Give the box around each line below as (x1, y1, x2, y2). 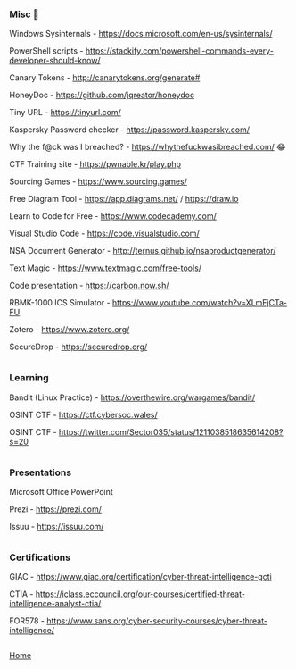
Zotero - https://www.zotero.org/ (9, 324, 130, 335)
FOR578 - (9, 615, 45, 626)
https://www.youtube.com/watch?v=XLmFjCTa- (111, 297, 288, 308)
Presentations (9, 466, 72, 479)
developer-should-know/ (9, 55, 101, 66)
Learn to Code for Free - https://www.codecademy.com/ (9, 211, 217, 222)
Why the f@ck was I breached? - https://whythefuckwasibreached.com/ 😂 (9, 142, 286, 153)
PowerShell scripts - (9, 46, 84, 56)
